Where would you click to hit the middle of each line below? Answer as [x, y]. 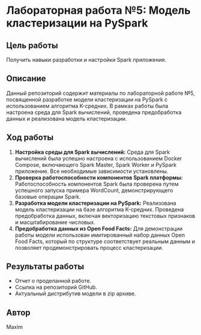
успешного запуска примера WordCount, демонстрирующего [94, 190]
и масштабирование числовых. [55, 222]
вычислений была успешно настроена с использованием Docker [98, 158]
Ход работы [30, 138]
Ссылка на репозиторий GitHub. [56, 287]
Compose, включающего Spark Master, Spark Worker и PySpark [96, 164]
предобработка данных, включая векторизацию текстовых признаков [105, 216]
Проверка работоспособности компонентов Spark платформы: [99, 177]
